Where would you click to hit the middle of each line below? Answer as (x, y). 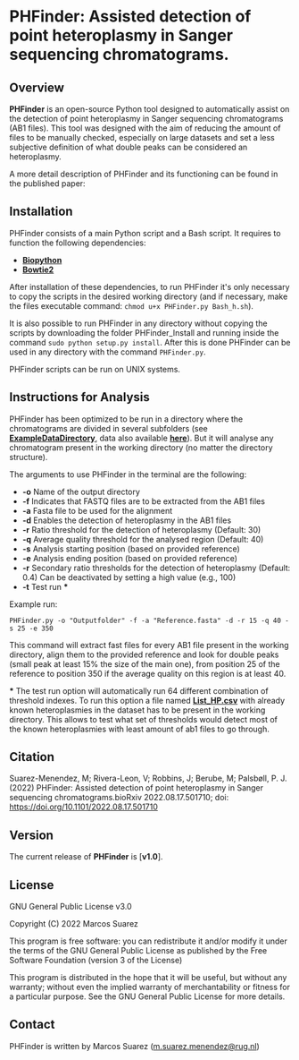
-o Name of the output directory (81, 492)
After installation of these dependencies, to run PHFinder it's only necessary (149, 286)
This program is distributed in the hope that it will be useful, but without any (148, 978)
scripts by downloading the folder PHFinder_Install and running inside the (144, 332)
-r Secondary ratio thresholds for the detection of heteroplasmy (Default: (156, 568)
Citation (32, 757)
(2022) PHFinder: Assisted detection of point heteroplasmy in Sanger (137, 788)
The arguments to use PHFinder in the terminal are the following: (128, 474)
